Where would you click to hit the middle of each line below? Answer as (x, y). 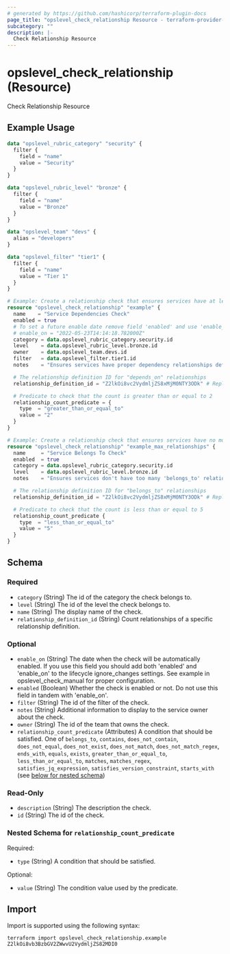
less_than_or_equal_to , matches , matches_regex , (84, 760)
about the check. (41, 717)
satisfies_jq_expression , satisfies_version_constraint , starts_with (115, 768)
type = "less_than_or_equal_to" (67, 522)
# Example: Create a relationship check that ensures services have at (111, 301)
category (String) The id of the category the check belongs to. (104, 597)
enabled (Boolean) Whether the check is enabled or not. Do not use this (117, 688)
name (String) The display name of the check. (80, 612)
